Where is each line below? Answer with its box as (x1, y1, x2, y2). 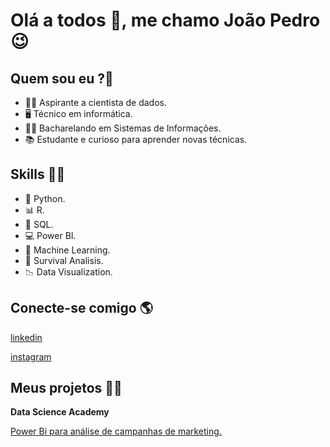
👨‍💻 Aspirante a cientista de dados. (24, 97, 167, 108)
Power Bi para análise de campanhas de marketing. (10, 425, 222, 438)
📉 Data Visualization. (24, 265, 113, 278)
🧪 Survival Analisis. (24, 254, 104, 266)
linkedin (10, 331, 43, 343)
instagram (10, 350, 52, 363)
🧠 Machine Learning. (24, 244, 111, 256)
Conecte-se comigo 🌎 (10, 300, 153, 317)
